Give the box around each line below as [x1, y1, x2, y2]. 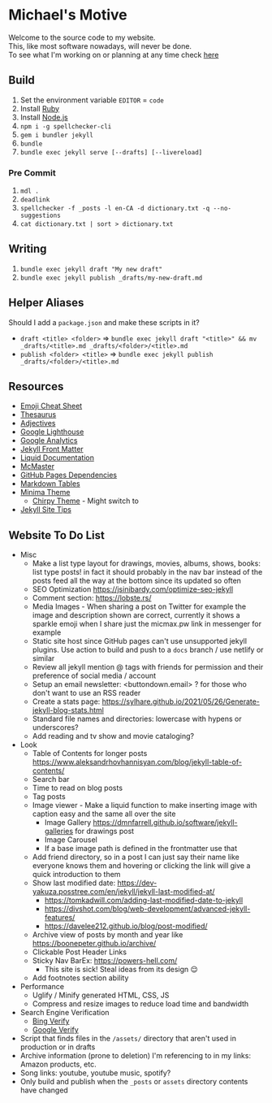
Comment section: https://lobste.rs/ [32, 593, 152, 603]
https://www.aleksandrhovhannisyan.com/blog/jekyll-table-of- [32, 758, 242, 767]
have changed [19, 1085, 69, 1095]
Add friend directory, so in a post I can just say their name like [32, 852, 240, 862]
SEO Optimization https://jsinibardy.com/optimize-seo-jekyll [32, 584, 234, 594]
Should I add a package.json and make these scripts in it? [8, 317, 201, 327]
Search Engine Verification [19, 1008, 110, 1018]
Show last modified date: [32, 878, 116, 888]
